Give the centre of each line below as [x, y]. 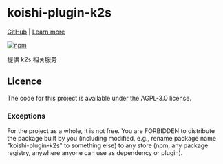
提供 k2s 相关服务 [32, 59]
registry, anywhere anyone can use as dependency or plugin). [95, 153]
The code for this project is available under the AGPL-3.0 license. [99, 98]
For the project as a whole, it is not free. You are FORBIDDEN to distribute [111, 131]
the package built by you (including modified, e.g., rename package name [112, 139]
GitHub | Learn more [36, 32]
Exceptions [26, 116]
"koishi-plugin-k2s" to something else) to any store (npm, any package [108, 145]
